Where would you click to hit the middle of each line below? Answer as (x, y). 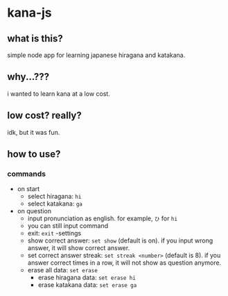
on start (28, 189)
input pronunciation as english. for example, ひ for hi (103, 219)
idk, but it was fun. (34, 132)
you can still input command (68, 226)
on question (34, 211)
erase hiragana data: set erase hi (87, 278)
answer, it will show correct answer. (79, 248)
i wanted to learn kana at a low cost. (59, 93)
